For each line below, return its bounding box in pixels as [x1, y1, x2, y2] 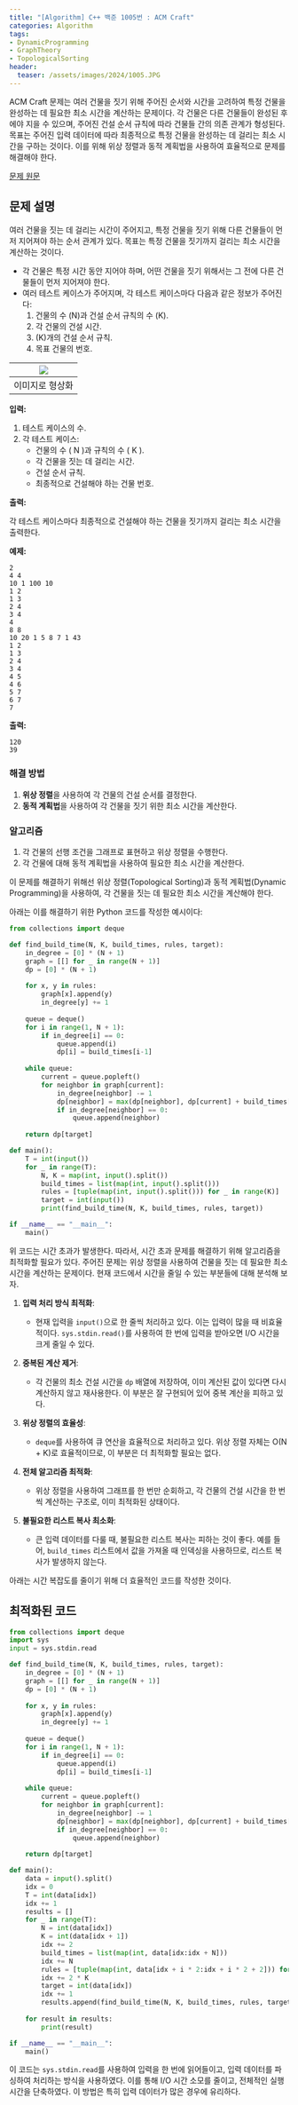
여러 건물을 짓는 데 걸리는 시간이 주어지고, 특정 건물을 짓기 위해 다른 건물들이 [9, 224, 274, 235]
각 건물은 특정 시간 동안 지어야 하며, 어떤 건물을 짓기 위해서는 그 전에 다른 [21, 265, 275, 276]
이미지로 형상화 [13, 379, 74, 392]
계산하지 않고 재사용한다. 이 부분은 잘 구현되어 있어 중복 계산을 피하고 [35, 1387, 275, 1398]
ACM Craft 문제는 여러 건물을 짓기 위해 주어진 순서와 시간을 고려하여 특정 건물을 [9, 96, 286, 107]
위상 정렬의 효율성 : [21, 1417, 86, 1428]
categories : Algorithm [9, 21, 93, 30]
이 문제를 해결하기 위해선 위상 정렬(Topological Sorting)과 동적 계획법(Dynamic [9, 876, 286, 888]
